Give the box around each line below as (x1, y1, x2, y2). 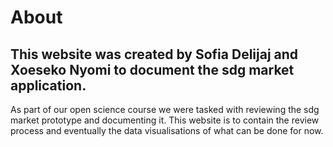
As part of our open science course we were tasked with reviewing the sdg (10, 104, 320, 115)
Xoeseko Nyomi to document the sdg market (10, 61, 295, 78)
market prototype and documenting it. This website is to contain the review (10, 114, 320, 126)
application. (10, 77, 87, 94)
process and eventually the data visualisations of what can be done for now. (10, 125, 324, 136)
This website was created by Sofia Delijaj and (10, 46, 299, 63)
